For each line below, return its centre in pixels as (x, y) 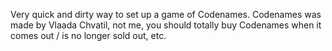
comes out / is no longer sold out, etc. (88, 35)
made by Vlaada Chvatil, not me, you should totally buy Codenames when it (166, 25)
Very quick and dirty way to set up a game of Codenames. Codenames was (166, 14)
